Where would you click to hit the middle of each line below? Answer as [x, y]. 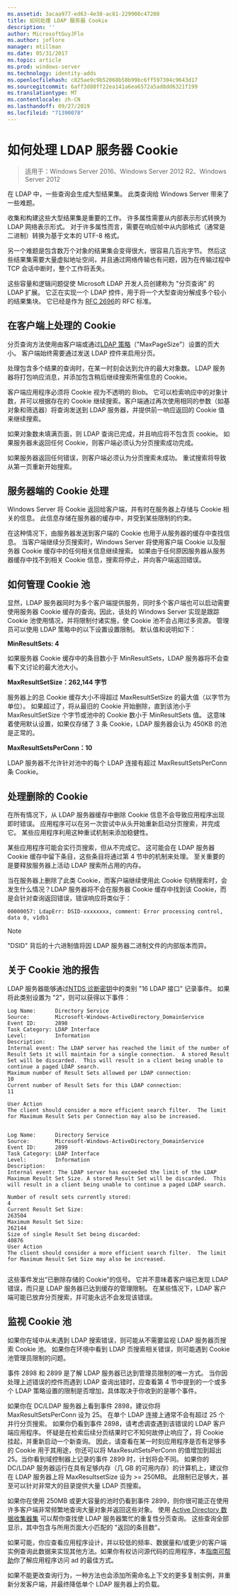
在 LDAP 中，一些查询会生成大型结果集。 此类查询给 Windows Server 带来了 [118, 194]
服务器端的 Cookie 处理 [58, 491]
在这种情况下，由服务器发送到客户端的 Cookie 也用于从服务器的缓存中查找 [116, 534]
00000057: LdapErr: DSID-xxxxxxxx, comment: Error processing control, [115, 911]
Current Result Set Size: [45, 1209]
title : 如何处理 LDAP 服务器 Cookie [58, 21]
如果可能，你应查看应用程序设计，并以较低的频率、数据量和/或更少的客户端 [117, 1542]
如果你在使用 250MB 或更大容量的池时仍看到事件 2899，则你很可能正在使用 [118, 1501]
